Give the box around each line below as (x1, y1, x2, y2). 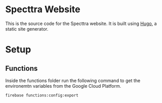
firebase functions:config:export (5, 93, 79, 98)
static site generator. (5, 25, 48, 32)
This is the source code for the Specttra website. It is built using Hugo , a (5, 20, 157, 27)
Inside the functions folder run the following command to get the (5, 78, 141, 84)
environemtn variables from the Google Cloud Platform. (5, 83, 121, 89)
